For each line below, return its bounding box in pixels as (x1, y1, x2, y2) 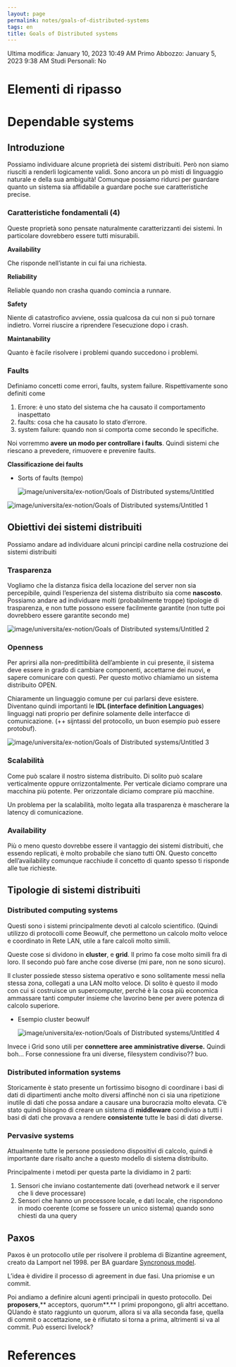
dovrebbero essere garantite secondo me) (7, 611, 130, 620)
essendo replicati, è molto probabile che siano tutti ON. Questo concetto (7, 849, 217, 858)
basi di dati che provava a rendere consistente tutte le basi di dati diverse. (7, 1113, 223, 1122)
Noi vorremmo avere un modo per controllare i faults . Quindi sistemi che (7, 439, 220, 447)
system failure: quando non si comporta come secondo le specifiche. (17, 426, 219, 434)
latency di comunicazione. (7, 808, 84, 816)
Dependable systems (7, 113, 135, 130)
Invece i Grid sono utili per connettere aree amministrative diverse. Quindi (7, 1042, 225, 1051)
